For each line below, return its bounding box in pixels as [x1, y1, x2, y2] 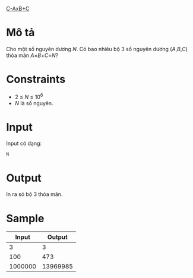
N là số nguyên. [14, 99, 53, 106]
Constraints [6, 72, 66, 86]
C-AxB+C [6, 5, 30, 12]
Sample [6, 211, 45, 225]
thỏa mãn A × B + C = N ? [6, 52, 59, 59]
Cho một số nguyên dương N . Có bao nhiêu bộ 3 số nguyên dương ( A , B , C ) [6, 45, 188, 52]
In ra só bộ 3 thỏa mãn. [6, 191, 63, 198]
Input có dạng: [6, 140, 42, 147]
